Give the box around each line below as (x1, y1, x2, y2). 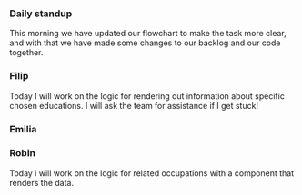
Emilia (9, 122, 37, 135)
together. (9, 47, 44, 58)
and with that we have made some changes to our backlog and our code (9, 37, 281, 48)
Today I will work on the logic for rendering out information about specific (9, 90, 285, 102)
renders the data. (9, 177, 75, 188)
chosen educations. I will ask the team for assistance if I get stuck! (9, 100, 259, 111)
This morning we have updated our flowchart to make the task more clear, (9, 28, 287, 39)
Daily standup (9, 7, 73, 20)
